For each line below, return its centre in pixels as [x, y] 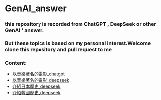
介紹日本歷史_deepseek [36, 86]
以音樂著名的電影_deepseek [41, 80]
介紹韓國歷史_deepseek [36, 93]
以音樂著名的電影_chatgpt [39, 74]
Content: [16, 63]
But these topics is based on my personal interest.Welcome [78, 43]
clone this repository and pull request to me [59, 50]
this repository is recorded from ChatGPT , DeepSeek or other [81, 24]
